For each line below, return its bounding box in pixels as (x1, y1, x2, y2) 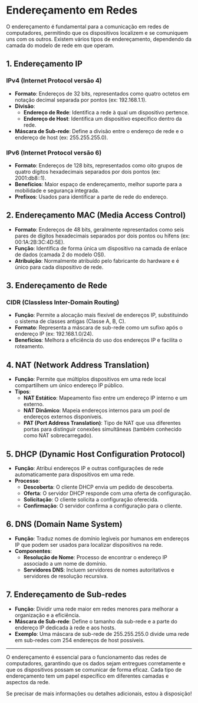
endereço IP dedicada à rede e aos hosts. (14, 624, 116, 631)
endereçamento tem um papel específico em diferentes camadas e (6, 672, 169, 679)
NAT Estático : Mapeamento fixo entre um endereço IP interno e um (23, 394, 187, 401)
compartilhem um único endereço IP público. (14, 382, 124, 389)
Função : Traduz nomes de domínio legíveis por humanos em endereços (14, 534, 190, 542)
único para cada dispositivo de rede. (14, 263, 104, 270)
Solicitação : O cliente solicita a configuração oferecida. (23, 496, 159, 503)
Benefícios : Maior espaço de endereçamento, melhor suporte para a (14, 180, 182, 187)
